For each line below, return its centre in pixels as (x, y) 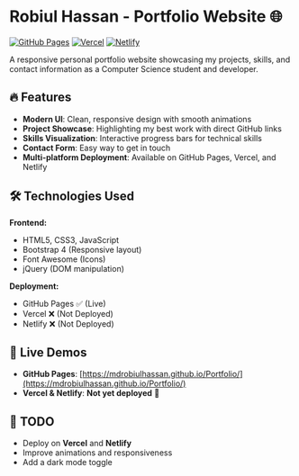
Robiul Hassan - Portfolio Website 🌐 (146, 17)
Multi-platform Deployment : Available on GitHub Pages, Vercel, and (149, 157)
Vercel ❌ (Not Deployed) (68, 313)
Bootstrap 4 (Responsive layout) (82, 249)
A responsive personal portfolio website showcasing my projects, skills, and (150, 59)
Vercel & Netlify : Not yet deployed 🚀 (91, 393)
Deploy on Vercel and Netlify (77, 444)
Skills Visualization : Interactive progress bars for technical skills (142, 138)
